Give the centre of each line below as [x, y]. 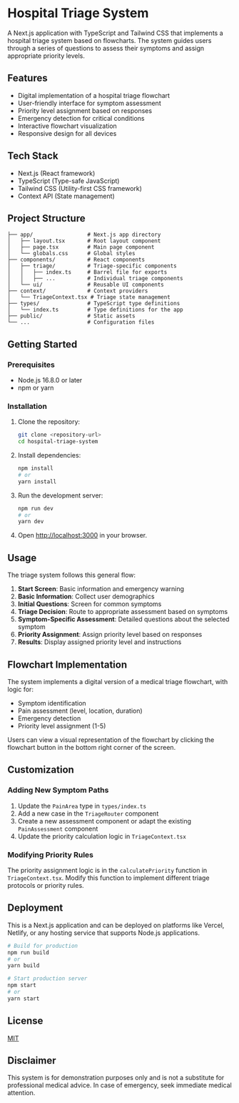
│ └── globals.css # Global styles [71, 254]
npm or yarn [36, 388]
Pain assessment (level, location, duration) [80, 711]
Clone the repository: [49, 422]
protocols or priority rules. [46, 885]
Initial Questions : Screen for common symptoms [90, 604]
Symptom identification [52, 703]
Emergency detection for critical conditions [81, 118]
